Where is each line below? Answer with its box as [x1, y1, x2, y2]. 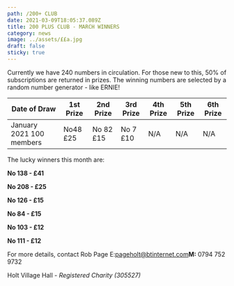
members [10, 137, 42, 147]
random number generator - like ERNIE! [7, 83, 120, 91]
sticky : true [7, 50, 45, 57]
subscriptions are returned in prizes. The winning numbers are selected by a [7, 75, 226, 84]
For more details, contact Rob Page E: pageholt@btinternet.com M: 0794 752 [7, 250, 226, 258]
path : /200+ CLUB [7, 10, 58, 17]
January [10, 120, 38, 130]
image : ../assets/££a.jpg [7, 36, 82, 43]
